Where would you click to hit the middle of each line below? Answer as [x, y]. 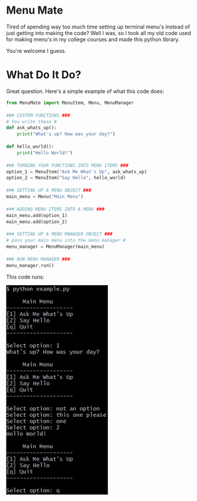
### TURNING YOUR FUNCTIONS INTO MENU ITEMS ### [67, 165]
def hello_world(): [30, 146]
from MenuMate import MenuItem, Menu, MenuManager [70, 103]
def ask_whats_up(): [32, 128]
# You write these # [32, 122]
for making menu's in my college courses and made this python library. [93, 39]
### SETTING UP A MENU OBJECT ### [49, 190]
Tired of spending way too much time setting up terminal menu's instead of [98, 27]
